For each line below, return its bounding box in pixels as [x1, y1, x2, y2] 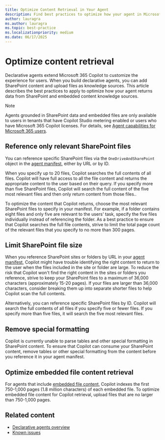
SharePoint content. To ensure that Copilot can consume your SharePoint [5, 343, 153, 349]
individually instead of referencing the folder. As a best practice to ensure [5, 216, 154, 222]
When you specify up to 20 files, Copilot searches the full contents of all [5, 170, 151, 176]
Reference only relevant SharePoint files [5, 142, 131, 151]
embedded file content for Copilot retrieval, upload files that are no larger [5, 392, 153, 398]
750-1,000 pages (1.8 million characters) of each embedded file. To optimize [5, 386, 160, 392]
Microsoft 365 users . [5, 128, 48, 134]
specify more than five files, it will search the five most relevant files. [5, 311, 144, 317]
